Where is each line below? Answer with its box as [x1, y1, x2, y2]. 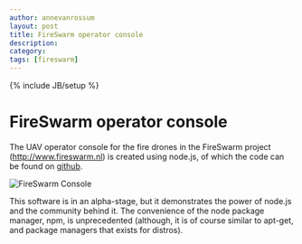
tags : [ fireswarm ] [9, 55, 79, 64]
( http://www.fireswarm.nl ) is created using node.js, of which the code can [9, 151, 285, 162]
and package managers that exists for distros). [9, 224, 184, 235]
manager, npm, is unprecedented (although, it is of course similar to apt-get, [9, 214, 294, 226]
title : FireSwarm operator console [9, 30, 144, 39]
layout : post [9, 22, 59, 31]
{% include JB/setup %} [9, 80, 99, 90]
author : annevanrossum [9, 13, 95, 23]
